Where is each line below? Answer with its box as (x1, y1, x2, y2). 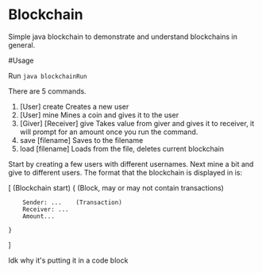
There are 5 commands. (8, 86, 87, 96)
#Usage (8, 56, 34, 65)
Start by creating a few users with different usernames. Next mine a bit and (8, 159, 254, 168)
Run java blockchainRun (8, 71, 87, 80)
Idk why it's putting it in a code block (8, 256, 129, 265)
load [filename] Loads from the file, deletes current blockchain (19, 144, 225, 153)
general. (8, 40, 36, 49)
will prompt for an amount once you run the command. (19, 127, 198, 136)
